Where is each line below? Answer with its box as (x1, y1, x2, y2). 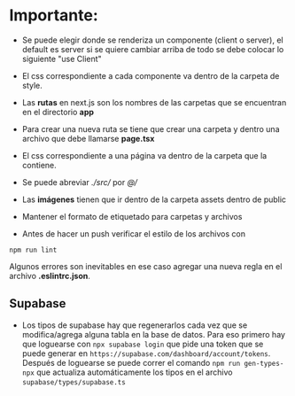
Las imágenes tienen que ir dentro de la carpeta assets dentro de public (21, 194, 286, 205)
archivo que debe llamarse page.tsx (21, 133, 155, 144)
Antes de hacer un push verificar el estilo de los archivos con (21, 228, 246, 239)
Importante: (9, 5, 99, 26)
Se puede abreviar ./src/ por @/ (21, 176, 137, 187)
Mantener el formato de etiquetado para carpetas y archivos (21, 211, 243, 221)
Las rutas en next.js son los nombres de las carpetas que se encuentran (21, 97, 287, 107)
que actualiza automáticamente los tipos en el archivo (36, 367, 233, 377)
